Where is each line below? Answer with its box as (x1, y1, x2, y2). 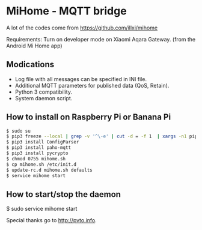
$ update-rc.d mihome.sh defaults (6, 167, 93, 173)
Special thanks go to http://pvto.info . (6, 217, 97, 224)
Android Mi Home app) (6, 42, 63, 49)
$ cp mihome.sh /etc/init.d (6, 161, 77, 168)
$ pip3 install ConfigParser (6, 139, 79, 145)
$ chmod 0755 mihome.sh (6, 156, 66, 162)
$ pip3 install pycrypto (6, 150, 69, 157)
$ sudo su (6, 128, 31, 134)
